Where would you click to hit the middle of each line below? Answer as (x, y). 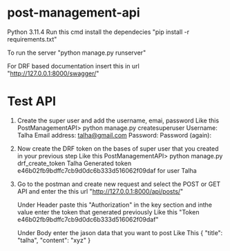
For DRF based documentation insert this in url (73, 66)
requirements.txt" (32, 39)
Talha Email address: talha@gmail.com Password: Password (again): (114, 135)
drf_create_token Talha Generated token (74, 163)
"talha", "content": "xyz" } (54, 240)
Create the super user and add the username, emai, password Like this (118, 120)
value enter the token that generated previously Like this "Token (108, 212)
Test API (32, 101)
